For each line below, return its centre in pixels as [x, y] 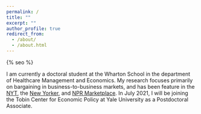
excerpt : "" [21, 23]
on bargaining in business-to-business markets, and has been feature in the [101, 86]
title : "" [19, 17]
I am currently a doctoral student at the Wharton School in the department [98, 74]
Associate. [19, 106]
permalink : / [23, 12]
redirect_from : [25, 34]
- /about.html [29, 46]
